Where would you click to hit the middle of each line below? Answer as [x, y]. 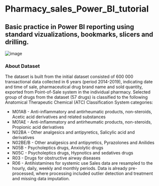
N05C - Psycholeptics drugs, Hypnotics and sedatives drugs [72, 153]
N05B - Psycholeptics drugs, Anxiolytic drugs [57, 148]
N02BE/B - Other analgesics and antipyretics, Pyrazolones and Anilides [83, 143]
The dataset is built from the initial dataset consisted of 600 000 [69, 77]
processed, [23, 173]
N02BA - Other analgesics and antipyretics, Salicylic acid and [73, 132]
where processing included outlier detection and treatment [94, 173]
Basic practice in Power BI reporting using [70, 27]
